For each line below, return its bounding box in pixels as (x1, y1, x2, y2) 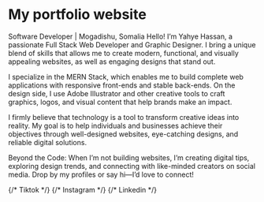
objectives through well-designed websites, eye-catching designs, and (8, 129, 239, 139)
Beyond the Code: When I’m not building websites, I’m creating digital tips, (8, 152, 250, 163)
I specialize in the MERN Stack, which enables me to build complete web (8, 72, 244, 81)
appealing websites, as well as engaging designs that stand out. (8, 57, 216, 66)
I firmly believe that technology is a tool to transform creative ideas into (8, 112, 240, 122)
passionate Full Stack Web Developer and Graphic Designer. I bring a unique (8, 39, 256, 49)
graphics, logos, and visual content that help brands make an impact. (8, 97, 232, 107)
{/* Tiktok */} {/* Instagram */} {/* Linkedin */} (8, 185, 158, 194)
